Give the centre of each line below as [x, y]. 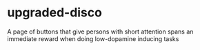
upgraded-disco [54, 13]
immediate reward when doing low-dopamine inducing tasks [93, 38]
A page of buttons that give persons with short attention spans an [100, 32]
